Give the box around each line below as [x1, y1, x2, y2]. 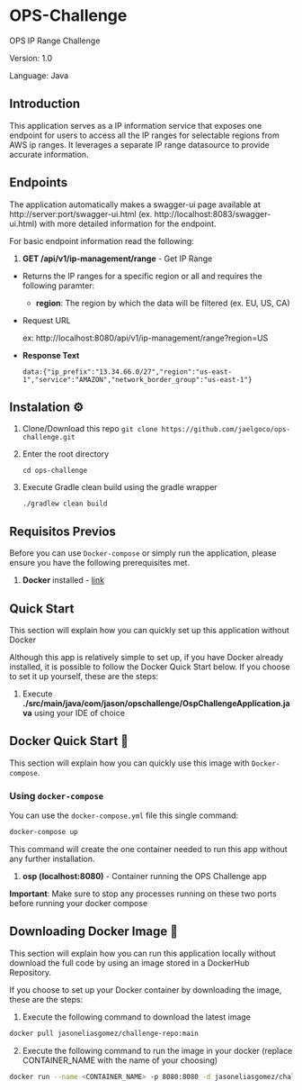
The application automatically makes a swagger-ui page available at [9, 199, 261, 210]
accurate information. [9, 149, 89, 159]
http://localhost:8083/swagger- [154, 208, 271, 219]
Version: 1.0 [9, 52, 53, 63]
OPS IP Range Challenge [9, 35, 101, 46]
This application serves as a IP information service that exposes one [9, 120, 262, 131]
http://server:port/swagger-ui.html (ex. [9, 208, 153, 219]
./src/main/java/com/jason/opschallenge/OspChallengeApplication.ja [22, 698, 290, 708]
